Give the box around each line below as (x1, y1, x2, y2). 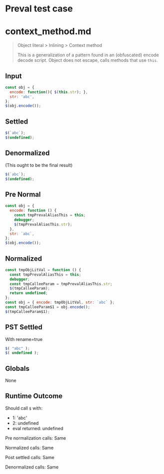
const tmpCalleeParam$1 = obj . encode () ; (5, 305, 91, 310)
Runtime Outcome (5, 392, 63, 400)
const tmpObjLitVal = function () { (5, 267, 81, 272)
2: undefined (12, 420, 39, 426)
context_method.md (5, 26, 91, 37)
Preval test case (5, 3, 73, 14)
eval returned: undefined (12, 425, 64, 431)
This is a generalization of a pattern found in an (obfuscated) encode (17, 52, 159, 58)
